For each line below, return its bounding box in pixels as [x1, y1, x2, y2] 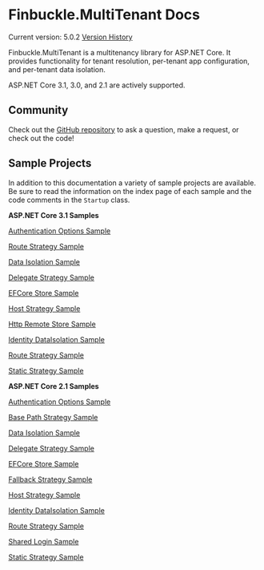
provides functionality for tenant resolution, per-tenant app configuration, [8, 56, 250, 66]
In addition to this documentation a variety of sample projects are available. [8, 178, 256, 188]
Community [8, 103, 69, 117]
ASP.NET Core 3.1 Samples [8, 210, 99, 220]
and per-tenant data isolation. [8, 64, 106, 74]
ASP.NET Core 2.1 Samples [8, 381, 99, 390]
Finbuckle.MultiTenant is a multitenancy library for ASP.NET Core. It [8, 47, 231, 57]
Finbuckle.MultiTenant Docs [8, 6, 200, 24]
